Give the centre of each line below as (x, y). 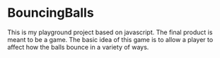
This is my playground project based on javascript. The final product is (110, 32)
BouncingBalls (51, 13)
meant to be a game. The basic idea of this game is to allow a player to (110, 39)
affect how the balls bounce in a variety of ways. (78, 47)
